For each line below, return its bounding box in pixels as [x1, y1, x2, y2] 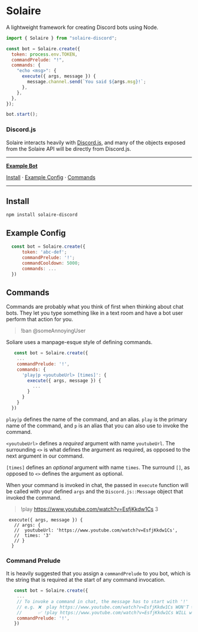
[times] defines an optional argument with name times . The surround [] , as [6, 464, 190, 471]
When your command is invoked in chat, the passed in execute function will [6, 481, 189, 488]
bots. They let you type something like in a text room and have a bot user [6, 309, 183, 317]
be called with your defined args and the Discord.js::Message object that [6, 488, 183, 495]
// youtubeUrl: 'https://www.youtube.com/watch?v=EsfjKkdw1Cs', [14, 527, 178, 533]
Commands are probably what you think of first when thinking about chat [6, 303, 184, 310]
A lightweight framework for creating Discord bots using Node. [6, 24, 159, 31]
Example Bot [6, 162, 38, 169]
